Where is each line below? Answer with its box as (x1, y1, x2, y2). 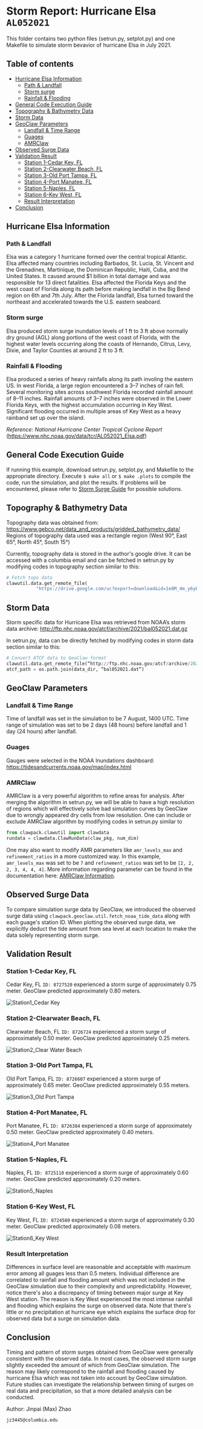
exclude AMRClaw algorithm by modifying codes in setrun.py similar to (6, 818, 182, 825)
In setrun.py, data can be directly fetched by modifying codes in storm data (6, 637, 194, 644)
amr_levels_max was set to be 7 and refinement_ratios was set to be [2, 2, (6, 859, 195, 866)
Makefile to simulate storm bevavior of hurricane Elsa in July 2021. (6, 41, 172, 48)
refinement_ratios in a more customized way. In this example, (6, 853, 161, 860)
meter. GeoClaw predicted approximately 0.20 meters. (6, 1176, 141, 1183)
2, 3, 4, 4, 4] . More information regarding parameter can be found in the (6, 865, 193, 873)
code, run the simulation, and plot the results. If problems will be (6, 479, 166, 486)
